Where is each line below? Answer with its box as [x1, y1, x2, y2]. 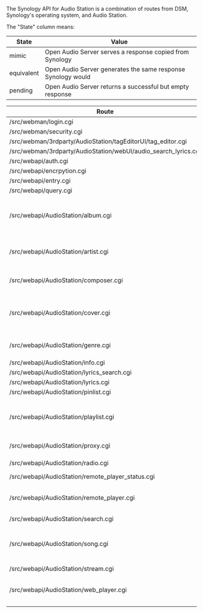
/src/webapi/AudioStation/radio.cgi [9, 459, 109, 467]
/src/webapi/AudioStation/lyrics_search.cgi [9, 368, 132, 376]
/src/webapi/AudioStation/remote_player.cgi [9, 493, 135, 502]
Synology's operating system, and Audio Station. [6, 11, 128, 19]
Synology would [45, 72, 91, 81]
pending [9, 86, 33, 94]
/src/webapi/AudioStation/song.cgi [9, 540, 109, 548]
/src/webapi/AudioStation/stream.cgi [9, 565, 114, 573]
